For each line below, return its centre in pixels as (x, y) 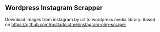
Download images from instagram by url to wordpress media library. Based (80, 19)
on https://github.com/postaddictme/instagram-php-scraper (66, 24)
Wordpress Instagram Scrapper (54, 8)
